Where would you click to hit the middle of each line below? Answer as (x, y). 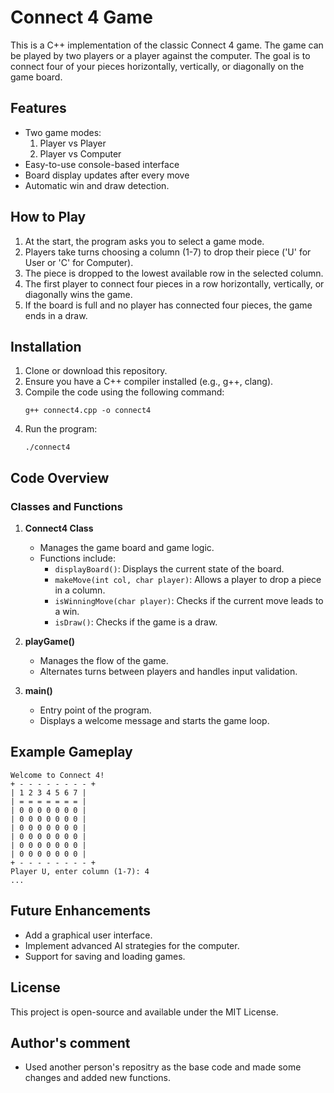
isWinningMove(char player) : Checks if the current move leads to (189, 601)
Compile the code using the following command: (124, 392)
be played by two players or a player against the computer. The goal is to (160, 55)
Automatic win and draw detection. (97, 185)
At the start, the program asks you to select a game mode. (144, 241)
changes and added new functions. (97, 1078)
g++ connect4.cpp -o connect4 (88, 411)
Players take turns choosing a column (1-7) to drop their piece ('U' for (168, 252)
